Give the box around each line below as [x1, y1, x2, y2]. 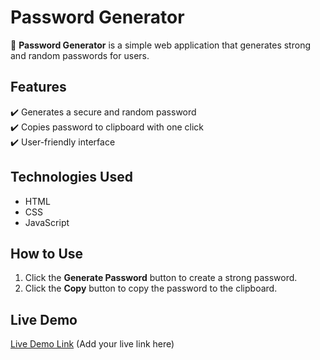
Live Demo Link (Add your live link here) [10, 338, 175, 350]
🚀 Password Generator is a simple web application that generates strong [10, 39, 311, 51]
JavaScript [24, 216, 70, 228]
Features [10, 79, 67, 96]
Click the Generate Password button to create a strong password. [24, 272, 298, 284]
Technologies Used [10, 169, 133, 186]
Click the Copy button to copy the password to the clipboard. [24, 282, 278, 295]
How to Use [10, 245, 84, 262]
